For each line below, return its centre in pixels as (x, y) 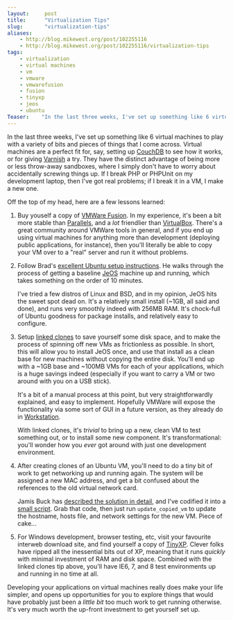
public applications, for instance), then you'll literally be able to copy (115, 244)
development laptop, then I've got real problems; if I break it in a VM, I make (115, 181)
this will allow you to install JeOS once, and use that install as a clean (116, 351)
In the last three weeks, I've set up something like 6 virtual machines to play (115, 137)
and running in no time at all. (58, 573)
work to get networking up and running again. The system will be (110, 473)
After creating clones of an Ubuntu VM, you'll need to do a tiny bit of (115, 465)
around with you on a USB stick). (64, 381)
